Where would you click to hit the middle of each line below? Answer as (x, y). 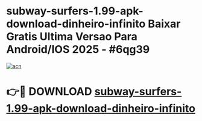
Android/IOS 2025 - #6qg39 (78, 50)
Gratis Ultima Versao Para (72, 37)
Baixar (164, 24)
